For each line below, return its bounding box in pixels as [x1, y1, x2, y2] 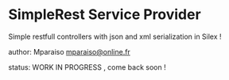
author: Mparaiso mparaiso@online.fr [8, 47, 131, 56]
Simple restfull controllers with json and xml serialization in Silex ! [8, 32, 222, 41]
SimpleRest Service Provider [8, 6, 201, 24]
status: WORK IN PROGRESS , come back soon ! [8, 62, 166, 72]
